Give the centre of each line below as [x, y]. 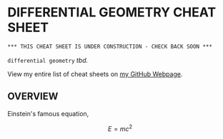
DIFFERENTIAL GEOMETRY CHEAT [112, 12]
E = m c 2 [120, 128]
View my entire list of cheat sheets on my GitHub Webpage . [95, 74]
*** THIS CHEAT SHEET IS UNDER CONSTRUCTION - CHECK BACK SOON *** [110, 46]
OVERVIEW [33, 97]
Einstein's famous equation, [48, 113]
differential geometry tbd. [48, 60]
